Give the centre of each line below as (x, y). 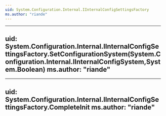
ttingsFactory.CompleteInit (48, 107)
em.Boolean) (25, 69)
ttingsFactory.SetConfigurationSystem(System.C (83, 54)
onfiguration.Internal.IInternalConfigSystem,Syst (83, 62)
